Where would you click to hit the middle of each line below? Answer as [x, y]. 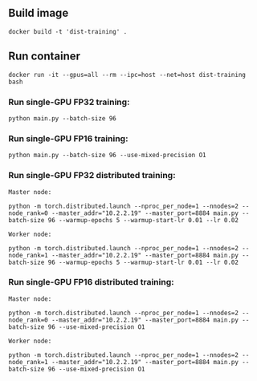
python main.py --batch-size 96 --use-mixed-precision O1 [107, 156]
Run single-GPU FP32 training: [69, 102]
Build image [39, 13]
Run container [45, 57]
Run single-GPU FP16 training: [68, 138]
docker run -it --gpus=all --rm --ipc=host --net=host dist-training [127, 75]
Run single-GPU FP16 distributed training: [91, 282]
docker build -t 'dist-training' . [68, 31]
